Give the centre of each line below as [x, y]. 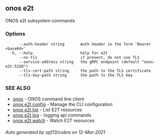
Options [15, 33]
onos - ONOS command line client [48, 99]
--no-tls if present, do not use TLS [79, 58]
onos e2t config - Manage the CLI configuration [62, 104]
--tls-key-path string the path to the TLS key [76, 76]
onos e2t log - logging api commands [52, 115]
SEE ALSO [18, 88]
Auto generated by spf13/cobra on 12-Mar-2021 [55, 132]
